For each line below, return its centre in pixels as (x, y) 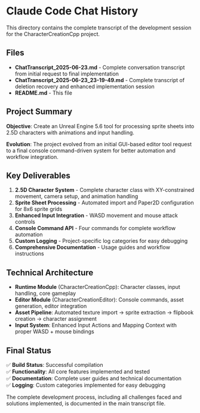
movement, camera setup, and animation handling (76, 197)
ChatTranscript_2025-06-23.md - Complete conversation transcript (100, 67)
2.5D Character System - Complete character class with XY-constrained (104, 190)
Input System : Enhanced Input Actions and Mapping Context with (96, 325)
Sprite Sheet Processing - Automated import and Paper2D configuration (104, 203)
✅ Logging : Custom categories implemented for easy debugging (86, 385)
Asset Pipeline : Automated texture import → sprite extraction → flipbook (104, 312)
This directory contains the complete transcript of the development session (99, 28)
